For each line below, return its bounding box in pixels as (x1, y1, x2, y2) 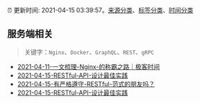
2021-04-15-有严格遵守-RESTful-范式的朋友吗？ (17, 79, 155, 88)
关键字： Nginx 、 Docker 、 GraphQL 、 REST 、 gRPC (24, 48, 154, 56)
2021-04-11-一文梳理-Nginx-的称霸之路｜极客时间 (17, 62, 160, 71)
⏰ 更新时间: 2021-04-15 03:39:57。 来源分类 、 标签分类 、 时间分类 (7, 6, 194, 14)
